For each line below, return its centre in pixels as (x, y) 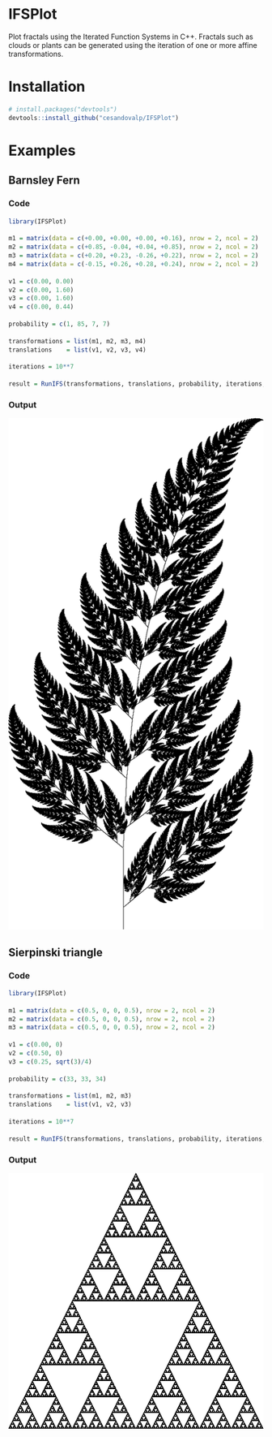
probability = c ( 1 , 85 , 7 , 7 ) (59, 324)
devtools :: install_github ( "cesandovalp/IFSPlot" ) (94, 118)
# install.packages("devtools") (63, 109)
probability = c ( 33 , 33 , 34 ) (57, 1079)
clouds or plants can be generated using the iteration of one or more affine (133, 45)
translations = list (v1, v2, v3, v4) (78, 350)
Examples (42, 150)
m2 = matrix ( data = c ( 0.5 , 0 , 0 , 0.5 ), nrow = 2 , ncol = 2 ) (112, 1019)
